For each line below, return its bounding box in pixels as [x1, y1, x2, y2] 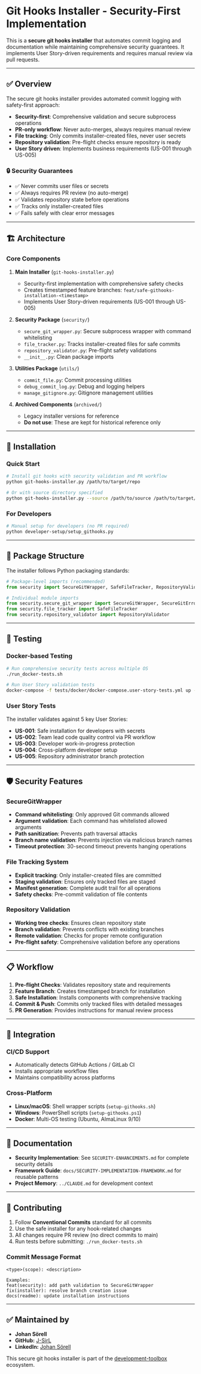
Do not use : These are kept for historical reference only [23, 418, 161, 426]
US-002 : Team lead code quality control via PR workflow [14, 734, 156, 741]
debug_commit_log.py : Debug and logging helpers [23, 382, 145, 390]
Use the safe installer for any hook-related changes [14, 1225, 142, 1232]
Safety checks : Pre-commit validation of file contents [14, 890, 148, 898]
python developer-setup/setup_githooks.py [6, 529, 114, 535]
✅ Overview [6, 79, 52, 89]
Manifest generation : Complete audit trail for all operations [14, 884, 162, 891]
